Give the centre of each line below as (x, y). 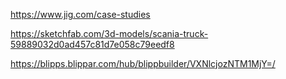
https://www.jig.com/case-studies (80, 14)
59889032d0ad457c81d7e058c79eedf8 (92, 44)
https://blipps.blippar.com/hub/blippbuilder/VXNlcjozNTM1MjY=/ (143, 63)
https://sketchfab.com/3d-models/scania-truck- (109, 33)
